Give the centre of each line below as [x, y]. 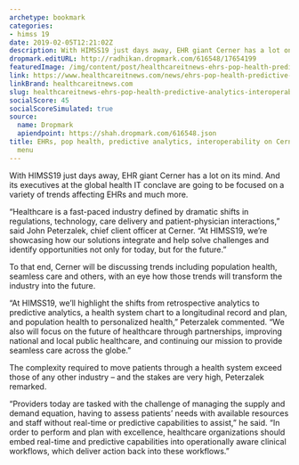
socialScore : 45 [39, 100]
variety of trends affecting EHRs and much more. [99, 194]
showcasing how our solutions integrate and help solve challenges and [139, 240]
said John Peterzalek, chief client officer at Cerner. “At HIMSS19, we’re [138, 230]
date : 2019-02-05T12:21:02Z [61, 42]
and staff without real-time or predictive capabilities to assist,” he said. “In [145, 422]
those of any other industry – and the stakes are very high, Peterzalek [137, 377]
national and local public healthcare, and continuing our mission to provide [146, 340]
